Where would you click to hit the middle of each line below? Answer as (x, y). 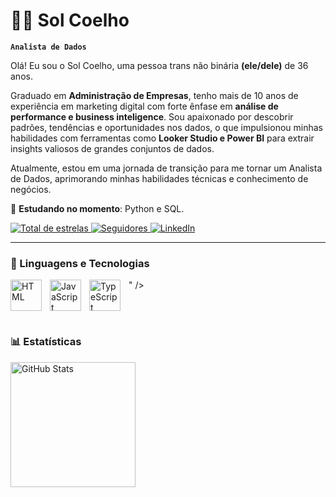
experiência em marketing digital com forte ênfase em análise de (144, 106)
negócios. (31, 189)
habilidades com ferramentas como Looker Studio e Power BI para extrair (162, 138)
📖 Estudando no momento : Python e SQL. (97, 208)
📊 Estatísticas (46, 342)
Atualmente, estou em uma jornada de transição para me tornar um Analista (166, 168)
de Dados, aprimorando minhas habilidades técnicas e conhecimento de (159, 178)
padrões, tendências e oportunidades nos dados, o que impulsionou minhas (166, 127)
